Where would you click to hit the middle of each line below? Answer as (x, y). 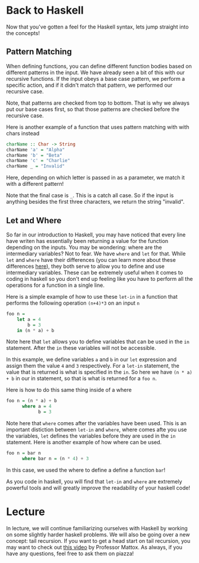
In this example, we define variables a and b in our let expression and (91, 359)
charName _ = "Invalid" (36, 166)
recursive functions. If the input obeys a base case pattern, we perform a (96, 78)
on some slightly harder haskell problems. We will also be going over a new (98, 534)
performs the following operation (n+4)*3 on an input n (73, 303)
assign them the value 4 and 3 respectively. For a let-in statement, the (93, 366)
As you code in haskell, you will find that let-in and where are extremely (94, 481)
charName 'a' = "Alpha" (36, 150)
